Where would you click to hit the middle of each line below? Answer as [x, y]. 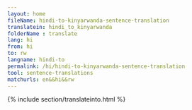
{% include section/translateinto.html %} [67, 99]
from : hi [20, 47]
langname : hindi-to [36, 60]
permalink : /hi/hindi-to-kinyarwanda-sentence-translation [96, 66]
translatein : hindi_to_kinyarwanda [60, 27]
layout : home [27, 14]
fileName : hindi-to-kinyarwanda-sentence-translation [89, 20]
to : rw [17, 54]
